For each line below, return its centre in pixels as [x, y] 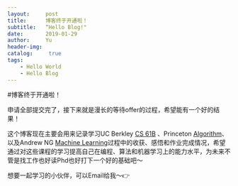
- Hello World [41, 67]
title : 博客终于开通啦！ [48, 21]
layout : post [33, 14]
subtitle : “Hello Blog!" [47, 27]
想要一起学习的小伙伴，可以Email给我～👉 [69, 175]
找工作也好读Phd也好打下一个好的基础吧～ [81, 160]
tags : [15, 60]
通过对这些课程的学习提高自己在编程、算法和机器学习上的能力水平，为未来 [116, 151]
